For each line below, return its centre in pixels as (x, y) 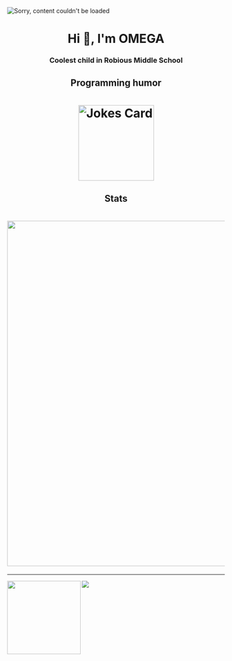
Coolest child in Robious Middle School (116, 60)
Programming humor (116, 83)
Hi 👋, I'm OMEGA (116, 39)
